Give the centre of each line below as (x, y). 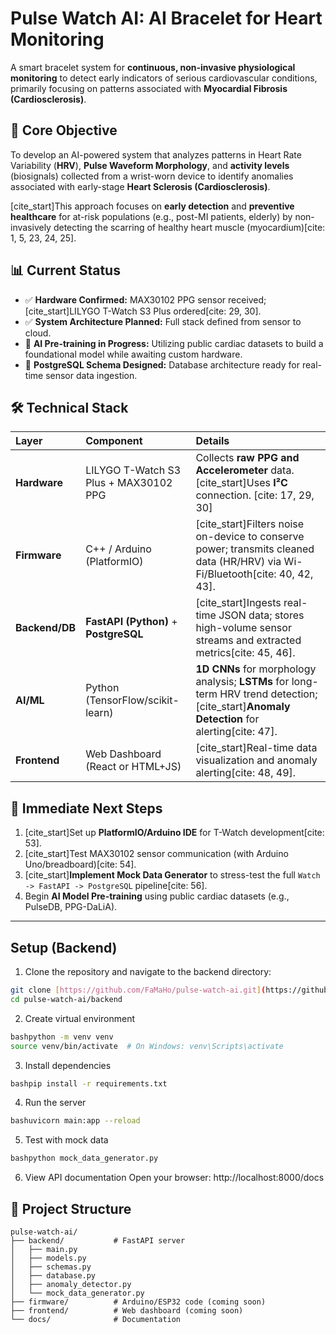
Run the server (55, 1103)
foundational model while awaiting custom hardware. (133, 354)
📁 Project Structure (71, 1208)
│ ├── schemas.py (51, 1267)
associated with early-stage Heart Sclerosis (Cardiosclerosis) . (140, 186)
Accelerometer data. (245, 470)
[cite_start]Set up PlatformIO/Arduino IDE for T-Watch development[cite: (174, 833)
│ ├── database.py (53, 1275)
